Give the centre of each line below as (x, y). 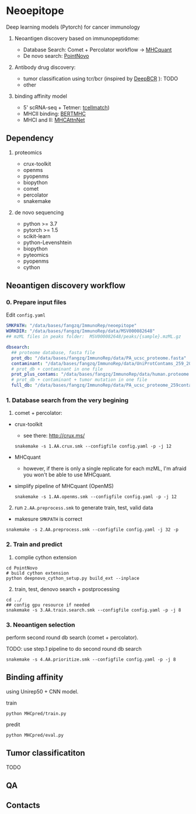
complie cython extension (45, 557)
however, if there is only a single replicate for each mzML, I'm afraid (105, 469)
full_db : (22, 385)
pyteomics (36, 255)
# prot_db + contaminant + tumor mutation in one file (79, 380)
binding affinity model (41, 96)
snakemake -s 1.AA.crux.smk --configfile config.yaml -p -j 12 (93, 447)
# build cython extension (37, 573)
